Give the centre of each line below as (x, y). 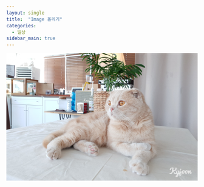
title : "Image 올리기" (34, 19)
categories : (21, 25)
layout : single (25, 13)
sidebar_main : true (31, 39)
